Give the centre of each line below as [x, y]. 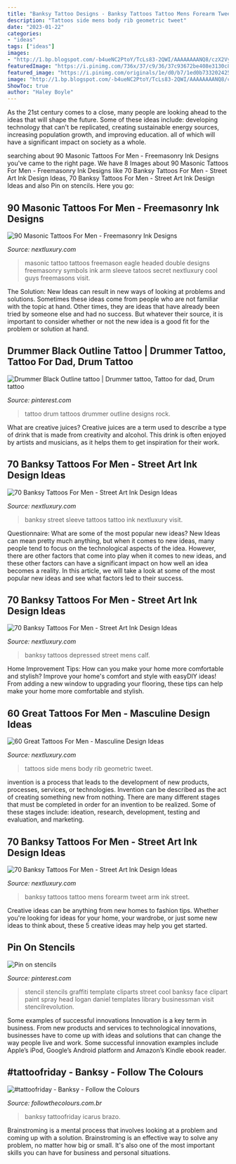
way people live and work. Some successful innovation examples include [113, 1042]
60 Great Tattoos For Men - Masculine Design [109, 714]
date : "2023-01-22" [36, 27]
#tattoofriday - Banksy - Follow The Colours [105, 1072]
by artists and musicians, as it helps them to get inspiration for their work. [113, 442]
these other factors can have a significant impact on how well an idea [108, 563]
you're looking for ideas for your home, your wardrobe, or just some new [112, 918]
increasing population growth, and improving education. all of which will [111, 135]
